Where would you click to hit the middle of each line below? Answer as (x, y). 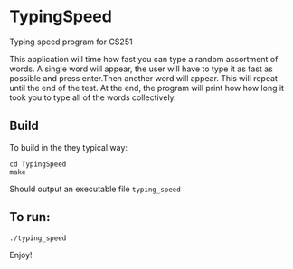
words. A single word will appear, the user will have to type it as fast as (141, 69)
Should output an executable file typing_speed (95, 189)
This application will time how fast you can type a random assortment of (144, 59)
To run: (30, 217)
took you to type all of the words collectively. (93, 97)
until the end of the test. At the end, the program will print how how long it (147, 88)
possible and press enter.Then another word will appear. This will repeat (144, 78)
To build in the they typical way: (69, 147)
